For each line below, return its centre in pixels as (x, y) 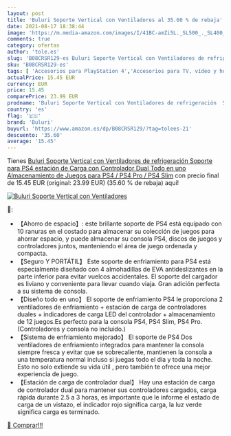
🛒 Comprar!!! (25, 425)
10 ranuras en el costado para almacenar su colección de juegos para (116, 232)
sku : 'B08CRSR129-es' (38, 65)
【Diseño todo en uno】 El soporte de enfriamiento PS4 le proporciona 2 (120, 299)
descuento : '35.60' (35, 135)
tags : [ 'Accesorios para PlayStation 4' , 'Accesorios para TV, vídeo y (112, 71)
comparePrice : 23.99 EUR (43, 97)
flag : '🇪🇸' (24, 116)
